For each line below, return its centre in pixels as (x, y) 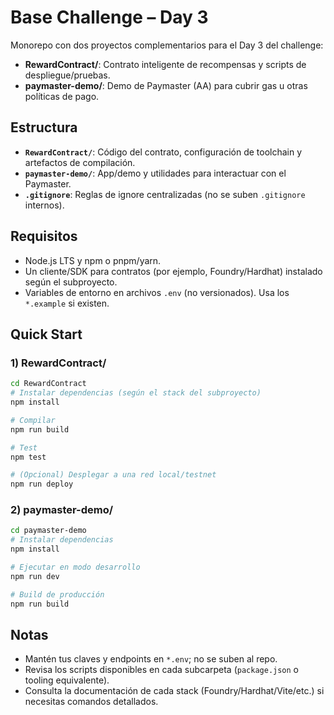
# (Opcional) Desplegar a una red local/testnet (113, 475)
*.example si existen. (67, 303)
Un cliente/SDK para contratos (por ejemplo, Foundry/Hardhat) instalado (173, 271)
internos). (44, 205)
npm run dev (35, 576)
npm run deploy (42, 484)
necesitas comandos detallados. (91, 702)
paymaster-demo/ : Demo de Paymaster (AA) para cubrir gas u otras (166, 85)
